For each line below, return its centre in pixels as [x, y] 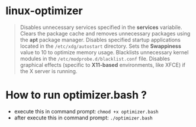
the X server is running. [49, 71]
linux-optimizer [44, 11]
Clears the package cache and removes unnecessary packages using [105, 33]
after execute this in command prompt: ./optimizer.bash [83, 118]
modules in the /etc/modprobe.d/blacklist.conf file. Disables [95, 58]
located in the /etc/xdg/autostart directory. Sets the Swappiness [100, 46]
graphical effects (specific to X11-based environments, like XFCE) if [103, 65]
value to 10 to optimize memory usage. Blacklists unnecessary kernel [104, 52]
